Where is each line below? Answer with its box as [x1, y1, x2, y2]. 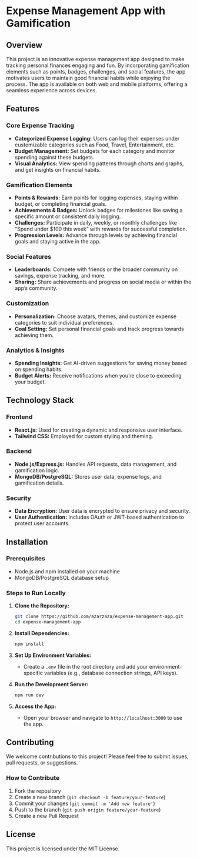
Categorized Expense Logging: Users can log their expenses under [14, 135, 180, 142]
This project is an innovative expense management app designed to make [6, 56, 185, 62]
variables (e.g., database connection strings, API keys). [44, 669, 178, 676]
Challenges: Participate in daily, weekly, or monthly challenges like [14, 219, 178, 226]
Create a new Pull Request [14, 812, 79, 819]
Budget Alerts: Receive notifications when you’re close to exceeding [14, 372, 182, 379]
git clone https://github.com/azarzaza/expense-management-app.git [14, 613, 183, 620]
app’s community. [14, 285, 58, 292]
